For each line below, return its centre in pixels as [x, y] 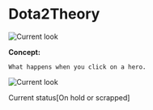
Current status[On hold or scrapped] [69, 97]
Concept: [24, 52]
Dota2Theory [54, 14]
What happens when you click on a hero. [78, 67]
